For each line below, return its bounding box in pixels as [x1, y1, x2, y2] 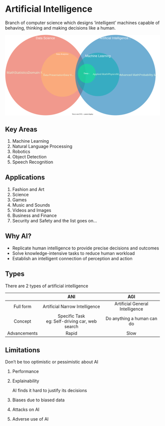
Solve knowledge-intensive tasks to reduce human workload [12, 250, 135, 256]
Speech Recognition [12, 159, 54, 165]
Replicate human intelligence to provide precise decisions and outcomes [12, 245, 160, 251]
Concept [14, 318, 31, 324]
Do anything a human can [105, 316, 158, 322]
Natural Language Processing [12, 144, 73, 150]
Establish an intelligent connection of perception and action [12, 255, 133, 261]
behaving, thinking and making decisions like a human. [5, 25, 116, 30]
